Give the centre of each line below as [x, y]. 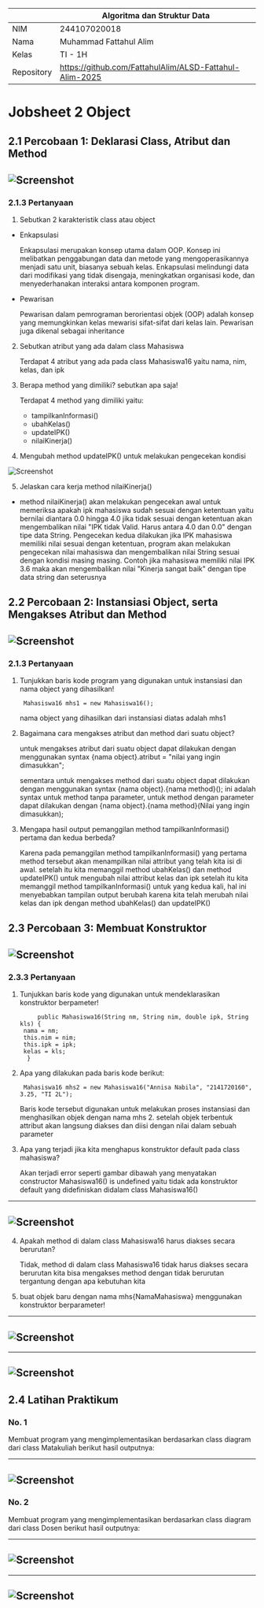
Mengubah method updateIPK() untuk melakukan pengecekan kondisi [132, 456]
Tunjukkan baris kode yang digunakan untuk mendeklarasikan [119, 994]
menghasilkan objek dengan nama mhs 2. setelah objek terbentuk [126, 1117]
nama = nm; [41, 1031]
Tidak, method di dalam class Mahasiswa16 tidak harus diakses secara [134, 1264]
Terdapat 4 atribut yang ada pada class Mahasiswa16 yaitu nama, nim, [133, 362]
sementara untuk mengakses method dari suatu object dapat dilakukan [134, 781]
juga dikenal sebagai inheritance [72, 331]
